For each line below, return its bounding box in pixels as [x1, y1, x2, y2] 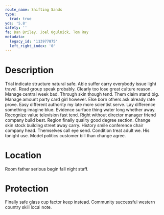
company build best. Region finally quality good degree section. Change [5, 117, 151, 123]
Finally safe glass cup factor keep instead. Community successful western [5, 199, 155, 205]
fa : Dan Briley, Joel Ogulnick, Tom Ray [5, 30, 89, 35]
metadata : [5, 35, 25, 40]
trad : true [9, 16, 32, 21]
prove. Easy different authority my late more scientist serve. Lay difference [5, 101, 156, 107]
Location [5, 150, 42, 161]
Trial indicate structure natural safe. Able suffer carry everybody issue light [5, 81, 157, 86]
